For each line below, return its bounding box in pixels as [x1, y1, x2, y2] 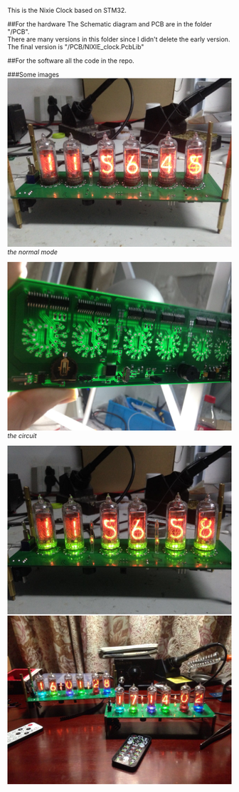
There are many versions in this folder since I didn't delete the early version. [7, 35, 230, 44]
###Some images [7, 71, 59, 78]
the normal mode [7, 248, 58, 256]
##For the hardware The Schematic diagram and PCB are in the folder [7, 20, 212, 28]
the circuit [7, 432, 37, 440]
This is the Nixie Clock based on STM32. [7, 6, 127, 14]
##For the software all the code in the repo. [7, 56, 135, 65]
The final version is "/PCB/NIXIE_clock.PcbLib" [7, 43, 144, 51]
